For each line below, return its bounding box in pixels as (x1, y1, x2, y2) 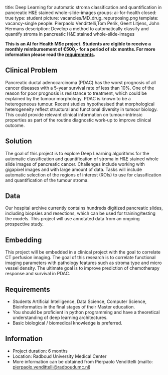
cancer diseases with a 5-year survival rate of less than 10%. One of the (5, 85, 154, 91)
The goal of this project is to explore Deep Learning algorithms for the (5, 150, 149, 156)
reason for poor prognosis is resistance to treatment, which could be (5, 90, 147, 96)
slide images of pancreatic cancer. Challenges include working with (5, 161, 145, 167)
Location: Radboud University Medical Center (12, 353, 107, 359)
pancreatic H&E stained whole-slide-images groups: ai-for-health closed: (5, 10, 157, 16)
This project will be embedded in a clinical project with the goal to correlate (5, 249, 161, 255)
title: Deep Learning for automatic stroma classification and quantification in (5, 5, 162, 10)
